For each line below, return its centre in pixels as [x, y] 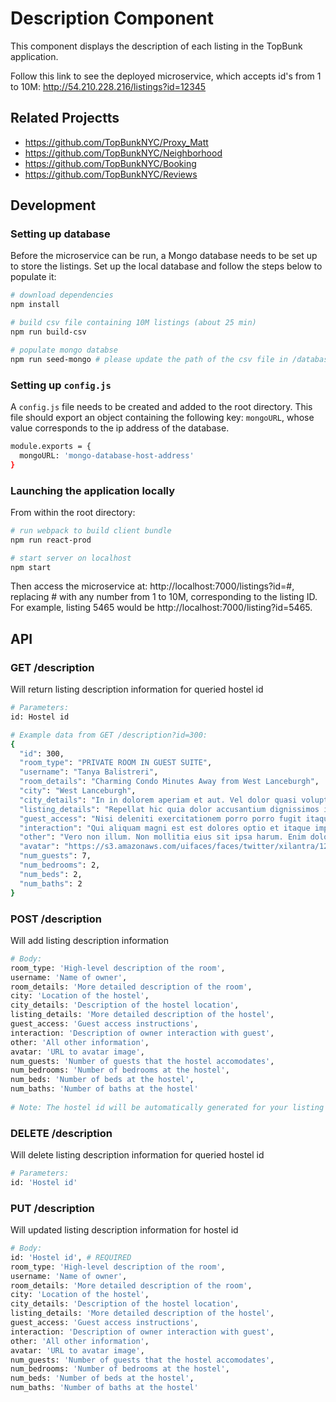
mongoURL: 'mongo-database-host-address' [107, 455]
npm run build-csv [48, 332]
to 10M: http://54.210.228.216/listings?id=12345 [108, 86]
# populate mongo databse [64, 350]
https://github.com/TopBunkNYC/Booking [110, 163]
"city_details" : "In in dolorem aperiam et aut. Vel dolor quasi [158, 800]
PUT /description [52, 1208]
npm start [31, 567]
